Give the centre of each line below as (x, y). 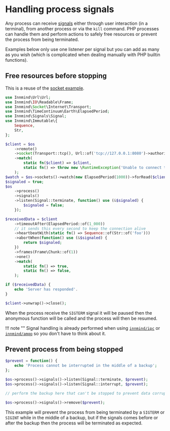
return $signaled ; (43, 243)
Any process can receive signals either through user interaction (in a (77, 23)
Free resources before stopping (56, 76)
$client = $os (20, 144)
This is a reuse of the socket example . (45, 88)
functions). (16, 60)
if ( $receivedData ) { (28, 285)
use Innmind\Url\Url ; (28, 97)
